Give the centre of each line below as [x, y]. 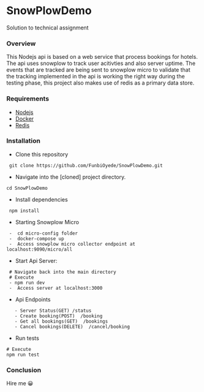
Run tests [27, 338]
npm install [24, 211]
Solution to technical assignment [47, 28]
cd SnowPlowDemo [27, 188]
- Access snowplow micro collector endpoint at [72, 244]
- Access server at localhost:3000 [56, 288]
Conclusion [24, 370]
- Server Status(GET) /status [53, 311]
